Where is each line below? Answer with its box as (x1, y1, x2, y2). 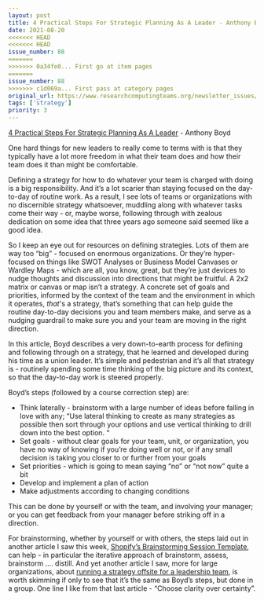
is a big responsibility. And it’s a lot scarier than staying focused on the (8, 184, 237, 192)
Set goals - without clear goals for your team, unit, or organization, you (19, 437, 249, 445)
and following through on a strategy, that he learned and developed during (8, 347, 249, 357)
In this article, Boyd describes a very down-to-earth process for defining (8, 339, 244, 348)
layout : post (8, 11, 51, 20)
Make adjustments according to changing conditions (19, 486, 190, 496)
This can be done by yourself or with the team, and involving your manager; (8, 502, 254, 511)
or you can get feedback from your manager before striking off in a (8, 510, 225, 519)
